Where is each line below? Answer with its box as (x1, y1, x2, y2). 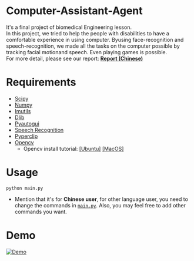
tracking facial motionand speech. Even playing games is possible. (6, 48, 168, 55)
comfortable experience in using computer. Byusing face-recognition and (6, 36, 184, 43)
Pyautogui (14, 120, 39, 127)
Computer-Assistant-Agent (6, 4, 143, 18)
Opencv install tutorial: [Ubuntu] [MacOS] (23, 145, 124, 152)
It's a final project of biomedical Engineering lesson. (6, 24, 132, 31)
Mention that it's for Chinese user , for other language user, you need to (14, 196, 188, 203)
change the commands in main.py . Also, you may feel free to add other (14, 201, 186, 209)
